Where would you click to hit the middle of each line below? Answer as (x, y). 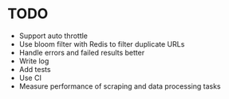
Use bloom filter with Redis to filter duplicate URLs (102, 44)
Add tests (35, 69)
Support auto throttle (53, 36)
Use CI (30, 78)
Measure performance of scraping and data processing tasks (120, 86)
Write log (34, 61)
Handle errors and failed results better (82, 52)
